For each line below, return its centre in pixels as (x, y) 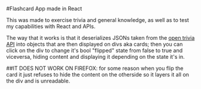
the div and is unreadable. (38, 81)
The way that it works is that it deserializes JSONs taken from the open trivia (100, 38)
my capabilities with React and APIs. (51, 26)
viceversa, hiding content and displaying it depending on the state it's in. (96, 57)
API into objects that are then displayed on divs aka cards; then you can (95, 44)
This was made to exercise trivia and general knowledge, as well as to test (98, 20)
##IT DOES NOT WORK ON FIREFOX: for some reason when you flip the (95, 68)
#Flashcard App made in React (44, 9)
